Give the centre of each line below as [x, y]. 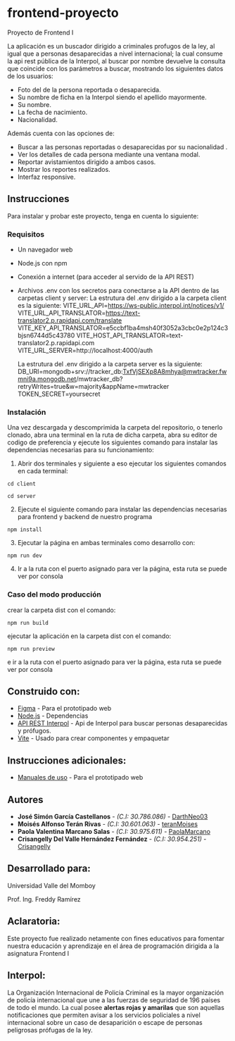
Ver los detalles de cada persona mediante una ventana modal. [109, 154]
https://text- [123, 313]
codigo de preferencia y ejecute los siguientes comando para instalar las [113, 442]
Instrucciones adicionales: [67, 760]
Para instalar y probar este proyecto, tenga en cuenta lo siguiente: [103, 216]
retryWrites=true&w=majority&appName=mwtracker [93, 387]
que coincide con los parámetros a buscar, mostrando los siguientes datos [115, 68]
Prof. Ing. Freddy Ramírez [44, 899]
